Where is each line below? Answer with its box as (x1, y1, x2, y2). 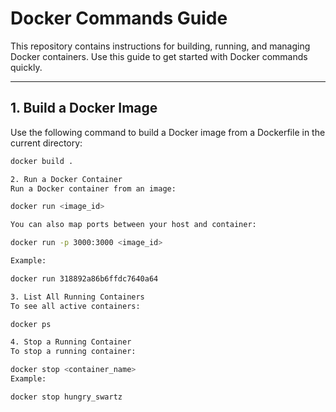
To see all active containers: (10, 301, 141, 311)
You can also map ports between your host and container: (10, 220, 257, 230)
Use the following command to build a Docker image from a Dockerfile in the (10, 126, 326, 138)
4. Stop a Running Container (10, 337, 132, 347)
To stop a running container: (10, 347, 137, 357)
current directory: (10, 137, 83, 149)
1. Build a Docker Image (10, 100, 158, 117)
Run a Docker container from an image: (10, 183, 177, 194)
